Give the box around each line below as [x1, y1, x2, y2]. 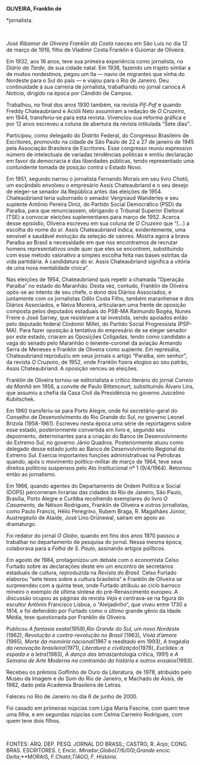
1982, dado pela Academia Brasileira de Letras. [6, 682, 122, 688]
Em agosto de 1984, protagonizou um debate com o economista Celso [6, 557, 179, 563]
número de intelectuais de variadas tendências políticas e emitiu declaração [6, 151, 193, 158]
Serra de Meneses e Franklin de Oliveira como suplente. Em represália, [6, 346, 181, 352]
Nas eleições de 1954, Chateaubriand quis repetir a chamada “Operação [6, 276, 184, 283]
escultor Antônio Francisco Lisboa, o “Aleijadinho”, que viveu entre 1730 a [6, 601, 187, 608]
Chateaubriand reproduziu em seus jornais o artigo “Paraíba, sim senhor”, [6, 352, 187, 359]
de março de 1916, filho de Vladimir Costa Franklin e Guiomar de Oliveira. [6, 46, 185, 53]
